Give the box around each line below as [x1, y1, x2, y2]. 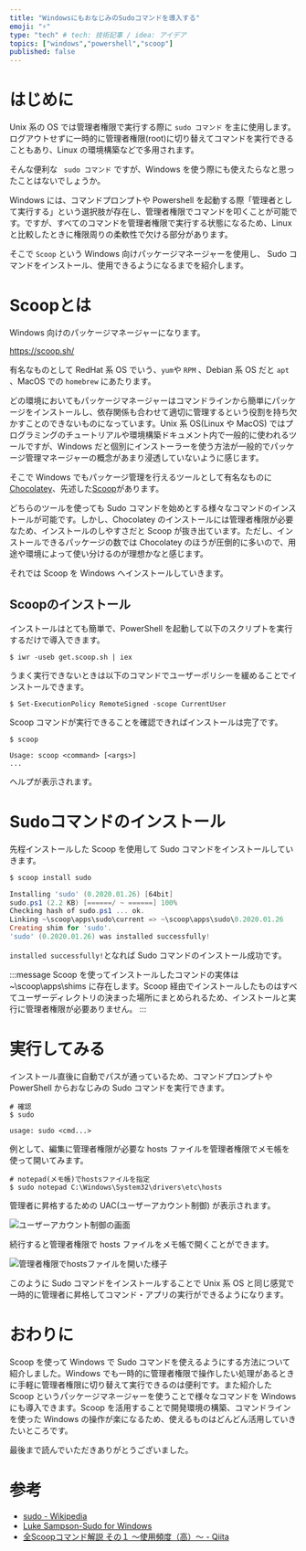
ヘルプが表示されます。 [9, 776, 98, 787]
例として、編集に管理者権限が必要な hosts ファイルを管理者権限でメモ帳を [9, 1143, 290, 1154]
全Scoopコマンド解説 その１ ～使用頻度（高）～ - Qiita [22, 1531, 230, 1542]
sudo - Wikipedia [22, 1510, 88, 1522]
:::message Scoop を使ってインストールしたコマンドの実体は [9, 969, 239, 980]
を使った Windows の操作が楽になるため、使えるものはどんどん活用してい [9, 1413, 289, 1424]
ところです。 [25, 1425, 73, 1436]
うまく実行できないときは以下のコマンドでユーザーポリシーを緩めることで [9, 669, 290, 681]
